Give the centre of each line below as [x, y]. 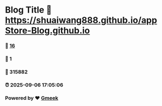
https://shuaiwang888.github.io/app [81, 20]
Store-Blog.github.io [47, 31]
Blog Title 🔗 [28, 10]
